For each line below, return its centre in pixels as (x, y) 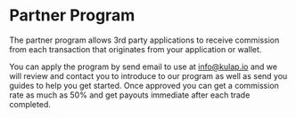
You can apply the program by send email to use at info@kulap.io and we (144, 67)
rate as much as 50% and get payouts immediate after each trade (130, 95)
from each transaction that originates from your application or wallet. (136, 49)
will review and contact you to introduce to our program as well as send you (148, 75)
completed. (30, 104)
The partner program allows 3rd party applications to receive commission (144, 40)
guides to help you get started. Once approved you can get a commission (144, 85)
